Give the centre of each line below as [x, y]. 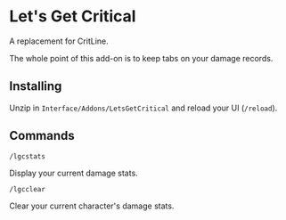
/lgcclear [28, 189]
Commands [42, 136]
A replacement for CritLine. [59, 41]
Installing [36, 86]
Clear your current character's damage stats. [92, 206]
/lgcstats [28, 156]
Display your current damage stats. [74, 173]
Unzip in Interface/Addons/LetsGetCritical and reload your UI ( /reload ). [143, 108]
